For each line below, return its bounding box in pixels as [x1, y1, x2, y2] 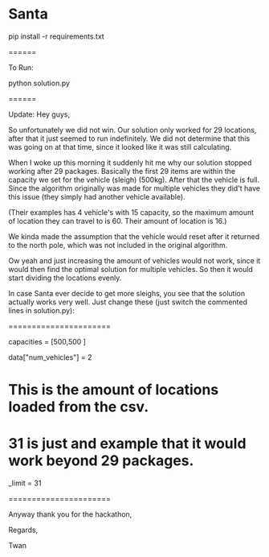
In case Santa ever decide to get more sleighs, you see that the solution [8, 288, 246, 298]
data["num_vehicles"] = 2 [8, 352, 92, 362]
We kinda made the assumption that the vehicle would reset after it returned [8, 231, 259, 241]
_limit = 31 [8, 478, 42, 488]
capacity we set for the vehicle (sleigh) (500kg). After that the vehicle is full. [8, 175, 259, 184]
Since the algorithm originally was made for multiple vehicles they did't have [8, 183, 261, 193]
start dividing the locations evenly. [8, 273, 122, 283]
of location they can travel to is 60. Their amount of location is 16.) [8, 216, 227, 225]
